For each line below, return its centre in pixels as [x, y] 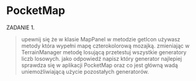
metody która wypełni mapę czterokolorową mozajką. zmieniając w [105, 46]
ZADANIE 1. [21, 27]
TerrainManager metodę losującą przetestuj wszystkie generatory [104, 52]
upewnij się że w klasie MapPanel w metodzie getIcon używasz [101, 39]
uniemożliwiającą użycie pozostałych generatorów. [85, 71]
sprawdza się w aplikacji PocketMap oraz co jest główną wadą [100, 65]
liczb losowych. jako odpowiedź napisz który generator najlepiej [102, 58]
